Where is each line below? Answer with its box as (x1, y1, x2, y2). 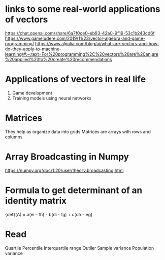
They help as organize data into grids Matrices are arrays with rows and (5, 129, 151, 134)
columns (5, 134, 23, 140)
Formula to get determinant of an (5, 185, 143, 195)
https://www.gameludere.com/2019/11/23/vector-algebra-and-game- (5, 35, 145, 41)
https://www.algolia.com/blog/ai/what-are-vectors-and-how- (35, 40, 160, 46)
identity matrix (5, 195, 66, 206)
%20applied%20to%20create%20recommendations (5, 56, 112, 62)
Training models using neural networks (12, 95, 92, 101)
